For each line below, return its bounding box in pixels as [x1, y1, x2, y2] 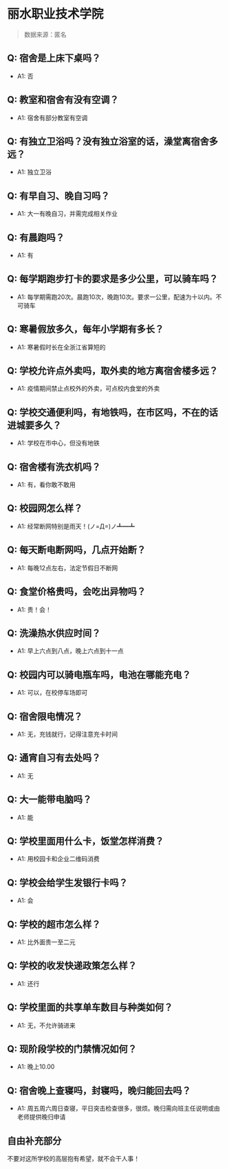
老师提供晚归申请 [17, 1113, 66, 1121]
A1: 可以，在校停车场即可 [17, 689, 88, 697]
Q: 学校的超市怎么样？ [7, 918, 101, 930]
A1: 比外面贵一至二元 [17, 938, 76, 946]
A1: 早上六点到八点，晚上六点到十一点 [17, 647, 124, 655]
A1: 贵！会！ [17, 605, 52, 614]
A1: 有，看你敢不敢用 [17, 480, 76, 489]
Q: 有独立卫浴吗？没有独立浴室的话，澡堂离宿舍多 [7, 135, 219, 147]
